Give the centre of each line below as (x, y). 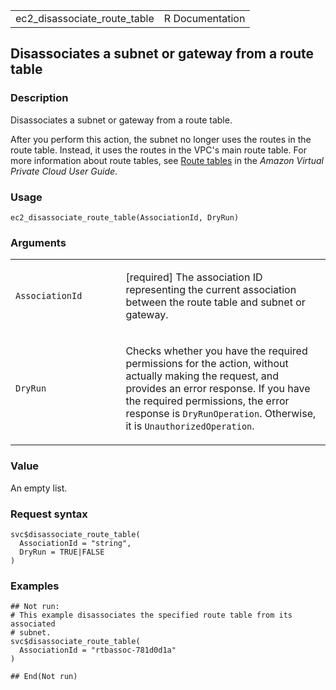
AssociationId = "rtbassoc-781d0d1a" (98, 650)
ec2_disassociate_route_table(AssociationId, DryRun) (125, 217)
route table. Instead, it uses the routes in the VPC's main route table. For (158, 150)
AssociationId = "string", (75, 543)
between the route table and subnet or (215, 302)
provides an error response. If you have (218, 389)
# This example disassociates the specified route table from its (151, 615)
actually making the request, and (202, 376)
